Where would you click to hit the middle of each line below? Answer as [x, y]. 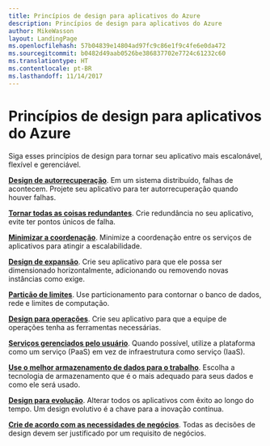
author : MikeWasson [41, 31]
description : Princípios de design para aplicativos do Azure [115, 23]
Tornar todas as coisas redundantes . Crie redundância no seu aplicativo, [131, 213]
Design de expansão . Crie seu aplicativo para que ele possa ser [115, 261]
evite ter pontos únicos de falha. [62, 221]
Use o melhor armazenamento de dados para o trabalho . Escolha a [122, 367]
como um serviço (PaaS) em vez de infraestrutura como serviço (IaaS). [127, 351]
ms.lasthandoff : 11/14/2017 [56, 76]
